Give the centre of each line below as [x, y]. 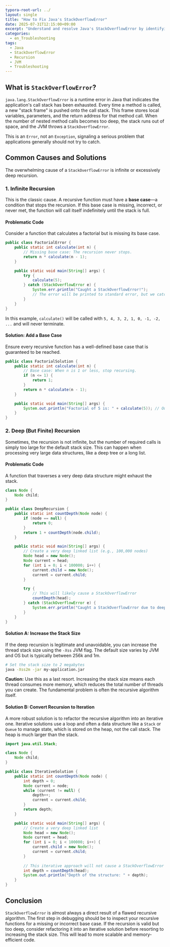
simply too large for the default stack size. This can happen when [73, 447]
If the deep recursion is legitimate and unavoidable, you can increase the [81, 645]
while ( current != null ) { [52, 790]
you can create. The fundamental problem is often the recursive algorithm [82, 690]
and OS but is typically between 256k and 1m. [53, 655]
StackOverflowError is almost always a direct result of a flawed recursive [81, 912]
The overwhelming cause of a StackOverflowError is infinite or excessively [83, 170]
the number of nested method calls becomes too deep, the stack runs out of [85, 121]
